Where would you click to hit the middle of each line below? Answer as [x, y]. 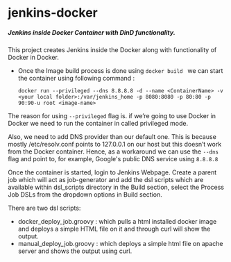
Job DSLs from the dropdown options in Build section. [85, 195]
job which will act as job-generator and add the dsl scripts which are [106, 180]
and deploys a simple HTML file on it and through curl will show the [114, 229]
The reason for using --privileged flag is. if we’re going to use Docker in [112, 116]
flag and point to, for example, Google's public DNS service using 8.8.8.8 [113, 159]
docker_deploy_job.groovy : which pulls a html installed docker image [117, 222]
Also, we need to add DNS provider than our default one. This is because [112, 137]
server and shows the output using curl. [75, 251]
